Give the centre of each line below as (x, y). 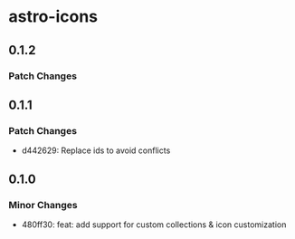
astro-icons (53, 17)
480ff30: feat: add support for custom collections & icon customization (154, 225)
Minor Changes (43, 205)
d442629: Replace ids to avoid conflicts (96, 150)
